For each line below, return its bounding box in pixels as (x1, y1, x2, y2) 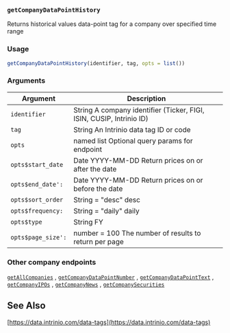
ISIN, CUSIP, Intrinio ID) (73, 114, 149, 123)
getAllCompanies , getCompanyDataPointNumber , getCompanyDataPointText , (7, 273, 214, 281)
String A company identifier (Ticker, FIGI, (73, 105, 205, 115)
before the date (73, 184, 123, 194)
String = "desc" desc (73, 195, 140, 204)
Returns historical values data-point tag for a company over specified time (7, 20, 217, 28)
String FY (73, 217, 104, 226)
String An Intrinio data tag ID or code (73, 124, 191, 134)
